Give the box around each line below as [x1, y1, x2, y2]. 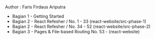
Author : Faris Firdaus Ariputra [5, 4, 66, 10]
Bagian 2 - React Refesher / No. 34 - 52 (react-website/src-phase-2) [12, 24, 151, 29]
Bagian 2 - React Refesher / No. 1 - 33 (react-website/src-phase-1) [12, 19, 147, 24]
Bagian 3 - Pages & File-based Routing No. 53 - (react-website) [12, 29, 140, 34]
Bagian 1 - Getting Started [12, 13, 64, 19]
